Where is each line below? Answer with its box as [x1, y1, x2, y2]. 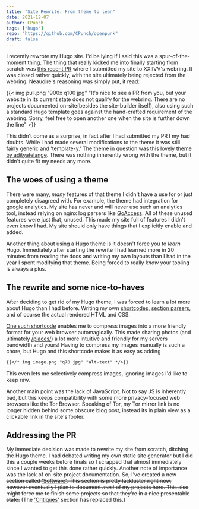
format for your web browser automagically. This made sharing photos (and [6, 328, 191, 336]
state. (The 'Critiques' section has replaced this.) [6, 497, 126, 504]
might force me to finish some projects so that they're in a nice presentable [6, 490, 190, 497]
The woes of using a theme [6, 175, 109, 185]
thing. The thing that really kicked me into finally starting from [27, 59, 178, 66]
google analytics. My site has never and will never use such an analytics [6, 203, 183, 210]
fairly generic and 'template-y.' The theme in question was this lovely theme [6, 145, 192, 152]
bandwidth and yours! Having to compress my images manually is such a [6, 341, 185, 348]
